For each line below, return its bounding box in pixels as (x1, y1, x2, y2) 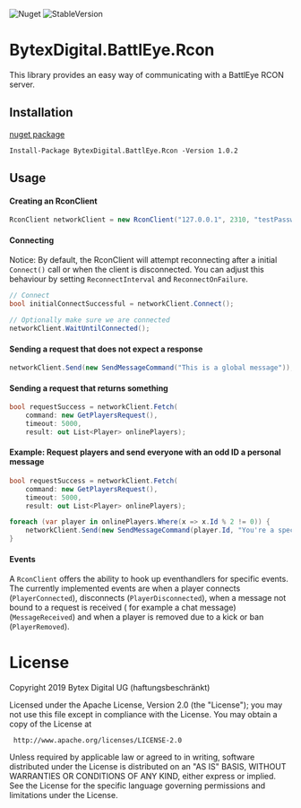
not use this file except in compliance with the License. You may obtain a (9, 709, 278, 720)
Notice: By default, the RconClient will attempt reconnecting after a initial (9, 255, 278, 265)
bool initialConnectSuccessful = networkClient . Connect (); (9, 300, 235, 308)
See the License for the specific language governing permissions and (9, 780, 266, 791)
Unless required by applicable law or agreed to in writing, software (9, 752, 255, 762)
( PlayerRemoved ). (9, 621, 70, 632)
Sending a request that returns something (9, 382, 168, 394)
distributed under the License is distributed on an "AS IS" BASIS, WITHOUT (9, 761, 287, 772)
